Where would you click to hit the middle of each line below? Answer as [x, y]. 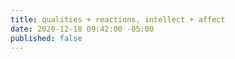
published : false [46, 38]
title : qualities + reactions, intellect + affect [118, 19]
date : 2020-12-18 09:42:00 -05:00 [82, 29]
